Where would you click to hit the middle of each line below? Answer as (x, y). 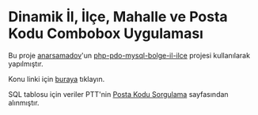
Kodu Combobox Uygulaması (106, 33)
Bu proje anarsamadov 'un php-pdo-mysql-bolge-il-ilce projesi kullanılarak (129, 55)
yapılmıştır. (26, 64)
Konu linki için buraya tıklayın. (57, 79)
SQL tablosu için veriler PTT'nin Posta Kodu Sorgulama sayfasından (118, 94)
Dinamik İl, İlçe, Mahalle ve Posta (118, 17)
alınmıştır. (24, 102)
